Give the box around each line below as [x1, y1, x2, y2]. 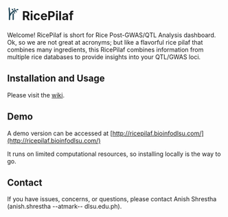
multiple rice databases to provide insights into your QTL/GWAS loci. [7, 52, 201, 61]
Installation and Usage [7, 73, 105, 84]
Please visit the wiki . [7, 91, 65, 99]
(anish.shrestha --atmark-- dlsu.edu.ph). [7, 203, 122, 211]
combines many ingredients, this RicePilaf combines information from [7, 45, 204, 54]
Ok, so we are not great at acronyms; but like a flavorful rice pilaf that [7, 38, 203, 46]
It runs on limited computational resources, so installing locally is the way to [7, 150, 221, 158]
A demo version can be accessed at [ [7, 129, 113, 137]
